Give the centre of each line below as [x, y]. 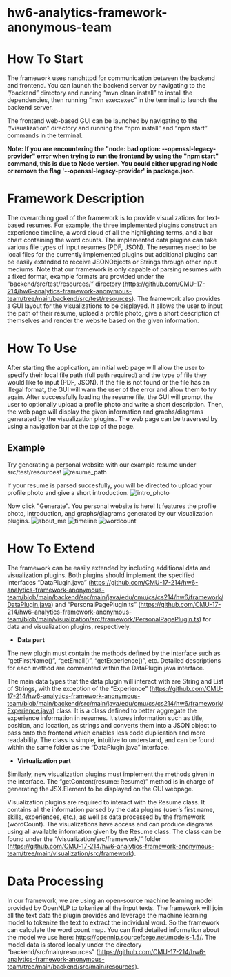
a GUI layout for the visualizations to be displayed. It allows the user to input [115, 306]
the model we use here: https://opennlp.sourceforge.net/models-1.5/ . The [112, 937]
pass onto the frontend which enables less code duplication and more [106, 733]
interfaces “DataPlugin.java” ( [49, 582]
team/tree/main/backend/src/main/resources [71, 966]
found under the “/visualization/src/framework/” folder [84, 839]
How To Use [42, 348]
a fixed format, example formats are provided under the [86, 277]
